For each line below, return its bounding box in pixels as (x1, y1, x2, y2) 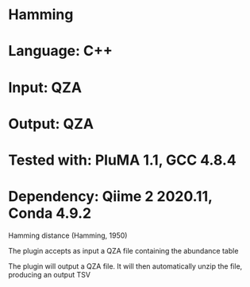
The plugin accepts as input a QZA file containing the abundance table (8, 246, 239, 255)
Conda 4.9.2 (8, 204, 92, 223)
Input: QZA (8, 78, 82, 96)
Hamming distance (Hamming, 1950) (8, 231, 128, 240)
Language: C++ (8, 42, 113, 60)
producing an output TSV (8, 270, 91, 279)
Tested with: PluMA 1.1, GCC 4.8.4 (8, 151, 237, 169)
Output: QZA (8, 114, 94, 133)
